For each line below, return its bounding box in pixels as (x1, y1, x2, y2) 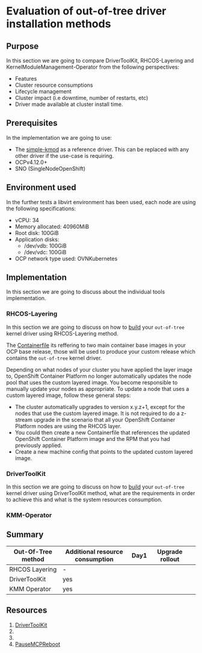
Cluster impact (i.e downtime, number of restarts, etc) (14, 95, 148, 101)
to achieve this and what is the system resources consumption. (6, 496, 162, 504)
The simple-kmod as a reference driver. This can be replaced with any (14, 146, 189, 153)
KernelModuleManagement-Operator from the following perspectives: (6, 63, 180, 70)
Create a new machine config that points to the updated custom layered (14, 448, 194, 455)
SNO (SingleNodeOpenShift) (14, 164, 86, 172)
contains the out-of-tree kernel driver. (6, 354, 102, 361)
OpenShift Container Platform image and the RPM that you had (14, 435, 170, 442)
